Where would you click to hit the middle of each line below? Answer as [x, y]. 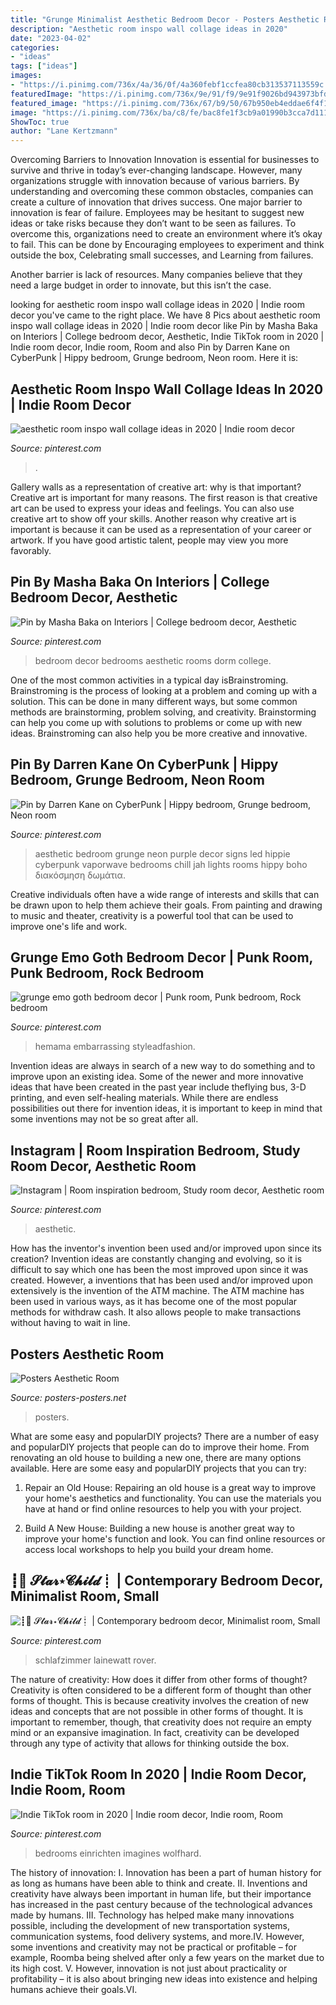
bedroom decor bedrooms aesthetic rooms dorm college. [153, 660]
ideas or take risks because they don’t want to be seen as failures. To [153, 223]
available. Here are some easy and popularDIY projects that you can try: [158, 1468]
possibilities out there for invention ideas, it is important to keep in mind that [166, 1108]
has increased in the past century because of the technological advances [161, 1904]
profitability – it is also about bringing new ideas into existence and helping [164, 1978]
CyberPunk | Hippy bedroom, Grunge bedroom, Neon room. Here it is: [154, 358]
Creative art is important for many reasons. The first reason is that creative [164, 497]
